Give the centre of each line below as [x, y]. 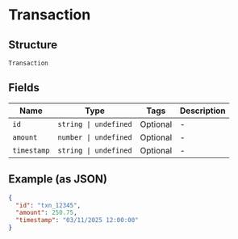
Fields [24, 88]
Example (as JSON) [58, 179]
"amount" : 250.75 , [47, 213]
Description [203, 111]
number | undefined [95, 137]
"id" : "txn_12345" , [48, 205]
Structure [33, 45]
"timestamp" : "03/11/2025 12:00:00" [77, 220]
